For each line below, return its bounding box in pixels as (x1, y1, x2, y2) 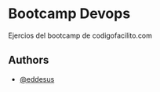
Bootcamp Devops (8, 5, 131, 23)
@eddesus (19, 74, 55, 83)
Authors (8, 53, 49, 67)
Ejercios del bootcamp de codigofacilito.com (8, 31, 153, 40)
